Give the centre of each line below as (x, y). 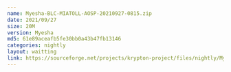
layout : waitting (32, 52)
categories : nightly (37, 45)
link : (15, 58)
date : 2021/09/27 (32, 20)
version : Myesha (30, 33)
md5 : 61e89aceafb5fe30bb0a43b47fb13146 (64, 39)
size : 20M (21, 26)
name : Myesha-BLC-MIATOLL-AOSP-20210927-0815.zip (80, 13)
